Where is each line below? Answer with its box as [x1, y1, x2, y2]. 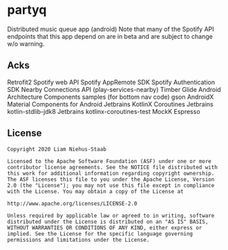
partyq [7, 2, 47, 18]
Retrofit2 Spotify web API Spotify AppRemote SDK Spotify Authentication [7, 78, 216, 86]
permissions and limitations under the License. [7, 236, 150, 243]
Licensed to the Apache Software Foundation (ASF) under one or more [7, 157, 212, 164]
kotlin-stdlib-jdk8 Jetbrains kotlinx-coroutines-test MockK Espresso [7, 107, 200, 115]
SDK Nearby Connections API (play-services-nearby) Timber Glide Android [7, 85, 221, 93]
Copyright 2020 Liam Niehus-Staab [7, 146, 107, 153]
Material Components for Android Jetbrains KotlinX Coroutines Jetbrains [7, 99, 213, 108]
